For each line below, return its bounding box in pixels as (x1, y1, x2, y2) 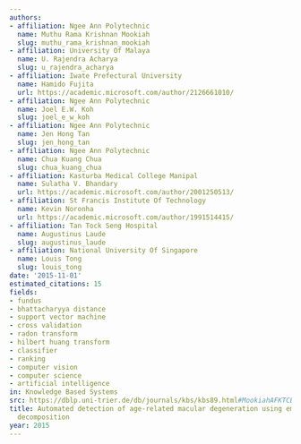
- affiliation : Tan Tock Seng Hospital (9, 221, 159, 230)
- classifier (9, 346, 58, 354)
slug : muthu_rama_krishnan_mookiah (17, 38, 150, 47)
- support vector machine (9, 312, 106, 322)
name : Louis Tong (17, 254, 82, 264)
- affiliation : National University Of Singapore (9, 246, 199, 255)
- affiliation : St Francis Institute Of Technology (9, 196, 206, 206)
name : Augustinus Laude (17, 229, 106, 238)
